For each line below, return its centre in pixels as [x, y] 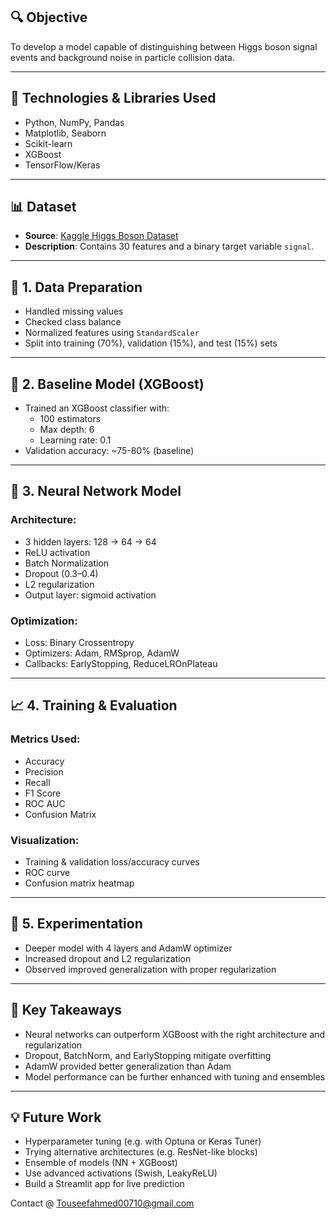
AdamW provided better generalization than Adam [128, 1066]
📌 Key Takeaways [66, 1010]
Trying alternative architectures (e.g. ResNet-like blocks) [141, 1152]
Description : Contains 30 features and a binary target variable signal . [169, 246]
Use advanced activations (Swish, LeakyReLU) [121, 1173]
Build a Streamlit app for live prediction [104, 1184]
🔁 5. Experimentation [76, 924]
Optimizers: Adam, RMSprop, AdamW [102, 653]
